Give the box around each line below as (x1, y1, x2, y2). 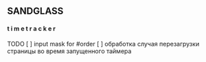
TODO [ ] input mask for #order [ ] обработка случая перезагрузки (7, 40, 200, 48)
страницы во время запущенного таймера (7, 47, 132, 55)
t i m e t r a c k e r (7, 24, 56, 33)
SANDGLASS (7, 5, 64, 17)
